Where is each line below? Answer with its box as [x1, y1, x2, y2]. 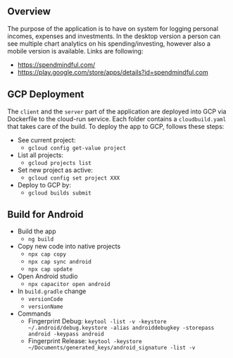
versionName [27, 303, 63, 311]
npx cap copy [27, 251, 67, 258]
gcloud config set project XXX [27, 174, 120, 182]
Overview [7, 6, 51, 18]
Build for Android [7, 209, 84, 221]
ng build [27, 236, 54, 243]
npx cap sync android [27, 259, 92, 266]
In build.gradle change [17, 287, 87, 295]
